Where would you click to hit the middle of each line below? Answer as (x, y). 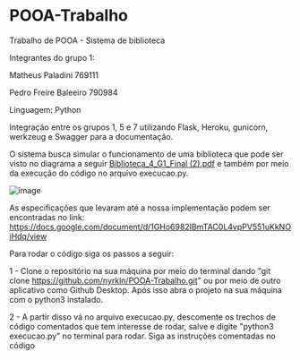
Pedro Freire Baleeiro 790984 (64, 92)
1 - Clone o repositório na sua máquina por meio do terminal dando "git (140, 270)
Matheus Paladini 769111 (54, 75)
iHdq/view (28, 236)
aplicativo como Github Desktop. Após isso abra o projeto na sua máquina (146, 290)
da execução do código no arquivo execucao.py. (99, 173)
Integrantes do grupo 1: (52, 57)
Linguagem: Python (45, 109)
